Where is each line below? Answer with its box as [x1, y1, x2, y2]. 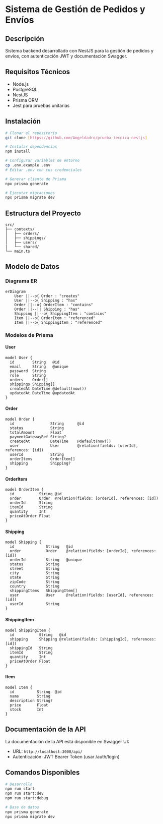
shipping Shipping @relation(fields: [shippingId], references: [10, 636, 156, 641]
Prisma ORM [12, 97, 39, 103]
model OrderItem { [5, 487, 44, 492]
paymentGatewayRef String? [10, 435, 66, 440]
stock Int [10, 707, 44, 712]
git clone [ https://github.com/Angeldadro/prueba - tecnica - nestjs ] [5, 135, 147, 140]
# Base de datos [5, 805, 39, 810]
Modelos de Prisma [5, 331, 54, 338]
